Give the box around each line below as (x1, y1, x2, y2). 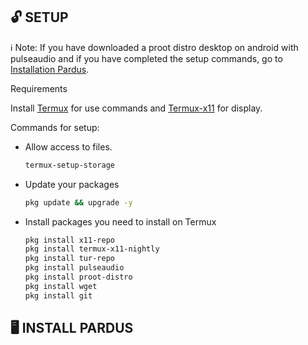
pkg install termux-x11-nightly (24, 244, 160, 254)
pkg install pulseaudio (24, 263, 125, 273)
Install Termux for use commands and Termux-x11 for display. (10, 102, 263, 114)
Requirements (10, 82, 68, 94)
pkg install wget (24, 281, 98, 291)
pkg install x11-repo (24, 235, 115, 245)
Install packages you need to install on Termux (24, 215, 217, 228)
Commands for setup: (10, 121, 100, 133)
